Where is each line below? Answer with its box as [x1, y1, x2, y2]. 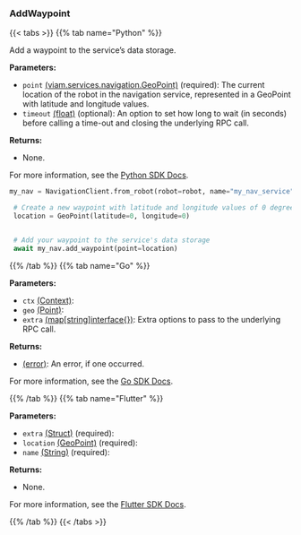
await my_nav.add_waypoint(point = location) [13, 244, 178, 253]
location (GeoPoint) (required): [21, 437, 139, 448]
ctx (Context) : [21, 295, 74, 306]
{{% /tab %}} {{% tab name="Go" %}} [9, 260, 150, 271]
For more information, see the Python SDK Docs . [9, 169, 189, 181]
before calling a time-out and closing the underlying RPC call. [21, 117, 249, 128]
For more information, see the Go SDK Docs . [9, 375, 173, 386]
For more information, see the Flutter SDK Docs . [9, 498, 186, 509]
